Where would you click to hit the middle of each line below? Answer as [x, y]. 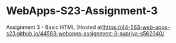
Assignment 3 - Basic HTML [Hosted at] [55, 27]
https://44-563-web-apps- [137, 27]
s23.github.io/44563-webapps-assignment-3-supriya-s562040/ [85, 33]
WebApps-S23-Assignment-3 [82, 11]
